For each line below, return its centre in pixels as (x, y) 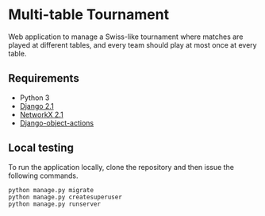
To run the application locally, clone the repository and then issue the (121, 167)
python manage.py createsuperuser (65, 197)
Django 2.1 (36, 106)
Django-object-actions (56, 123)
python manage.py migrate (51, 190)
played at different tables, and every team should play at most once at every (132, 44)
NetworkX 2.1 (41, 114)
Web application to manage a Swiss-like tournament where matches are (126, 37)
